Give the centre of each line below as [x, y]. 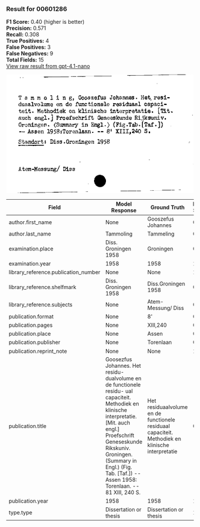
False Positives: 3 [29, 47]
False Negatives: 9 [30, 54]
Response [124, 210]
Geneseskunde [124, 442]
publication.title [27, 426]
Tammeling [161, 234]
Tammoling [119, 234]
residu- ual [119, 391]
